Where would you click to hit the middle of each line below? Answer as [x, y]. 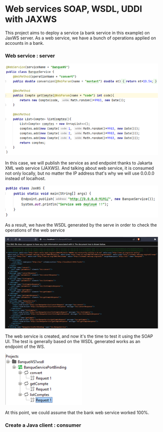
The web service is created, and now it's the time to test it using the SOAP [79, 336]
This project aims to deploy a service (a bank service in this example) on [77, 33]
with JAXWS [31, 19]
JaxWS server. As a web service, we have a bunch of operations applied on [81, 38]
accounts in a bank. [25, 43]
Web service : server [30, 55]
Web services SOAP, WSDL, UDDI [73, 9]
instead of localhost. [25, 178]
